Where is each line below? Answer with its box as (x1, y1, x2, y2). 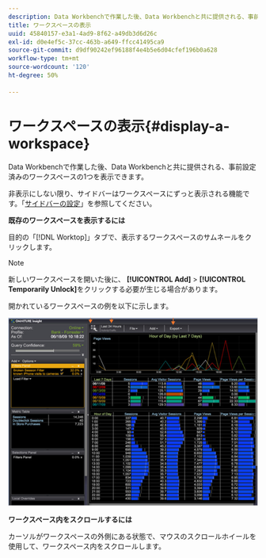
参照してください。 (93, 198, 157, 208)
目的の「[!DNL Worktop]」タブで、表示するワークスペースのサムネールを (8, 232, 245, 242)
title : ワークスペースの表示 (8, 21, 92, 29)
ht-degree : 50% (8, 71, 59, 79)
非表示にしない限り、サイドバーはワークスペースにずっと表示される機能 (8, 189, 243, 198)
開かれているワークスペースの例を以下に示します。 (8, 301, 173, 311)
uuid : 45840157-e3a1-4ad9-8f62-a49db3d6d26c (8, 29, 158, 37)
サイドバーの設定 (25, 198, 81, 208)
